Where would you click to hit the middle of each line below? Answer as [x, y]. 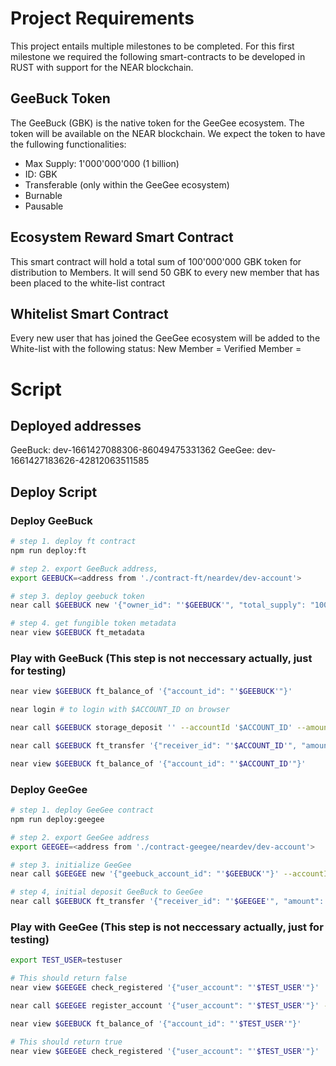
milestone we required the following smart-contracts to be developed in [158, 56]
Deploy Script [54, 492]
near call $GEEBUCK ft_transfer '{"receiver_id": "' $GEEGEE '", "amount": [167, 902]
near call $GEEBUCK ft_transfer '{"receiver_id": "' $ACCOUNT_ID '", [154, 745]
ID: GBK [41, 174]
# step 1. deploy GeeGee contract [82, 810]
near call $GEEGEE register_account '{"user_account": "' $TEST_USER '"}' [165, 1005]
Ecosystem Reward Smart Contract [122, 237]
